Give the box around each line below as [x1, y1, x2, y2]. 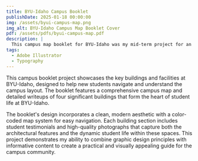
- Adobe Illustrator [11, 52, 62, 58]
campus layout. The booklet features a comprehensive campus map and [6, 87, 183, 94]
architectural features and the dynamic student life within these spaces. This [6, 129, 193, 136]
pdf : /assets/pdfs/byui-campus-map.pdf [6, 31, 105, 37]
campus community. [6, 148, 56, 155]
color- [171, 110, 187, 118]
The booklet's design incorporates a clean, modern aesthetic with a [6, 110, 171, 118]
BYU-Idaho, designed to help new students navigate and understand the [6, 80, 183, 87]
